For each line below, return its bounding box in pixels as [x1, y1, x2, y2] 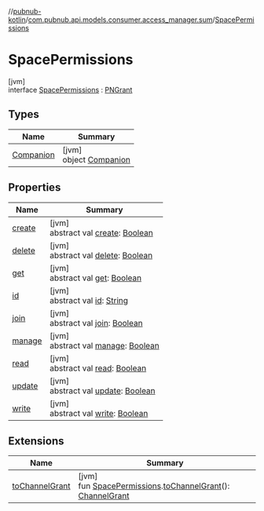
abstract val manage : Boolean [49, 340, 159, 351]
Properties [8, 181, 61, 195]
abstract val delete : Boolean [49, 250, 153, 261]
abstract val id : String [49, 294, 128, 305]
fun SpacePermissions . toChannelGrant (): [78, 480, 230, 491]
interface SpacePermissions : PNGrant [8, 85, 133, 94]
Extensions [8, 434, 64, 447]
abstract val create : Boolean [49, 227, 153, 238]
